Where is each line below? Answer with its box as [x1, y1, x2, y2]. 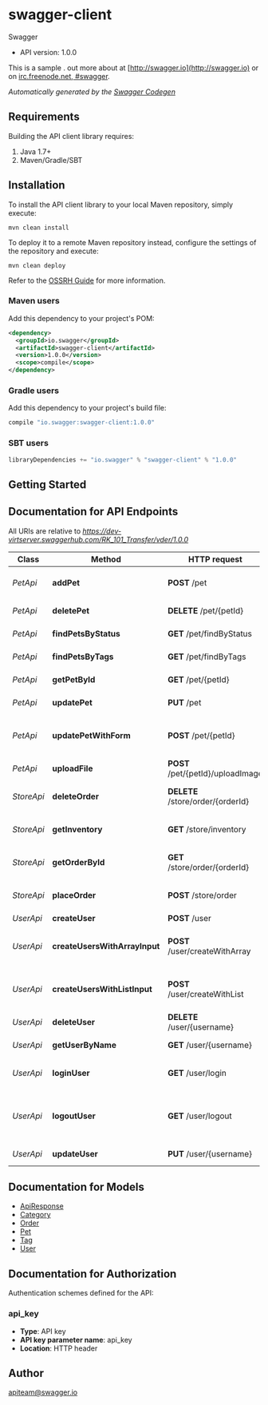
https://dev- [82, 526, 122, 536]
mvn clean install [8, 224, 69, 232]
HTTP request [188, 554, 243, 565]
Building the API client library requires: [8, 131, 134, 141]
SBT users [8, 438, 49, 449]
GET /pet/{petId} [167, 673, 230, 685]
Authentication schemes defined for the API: [8, 1288, 154, 1298]
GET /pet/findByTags [167, 651, 246, 662]
